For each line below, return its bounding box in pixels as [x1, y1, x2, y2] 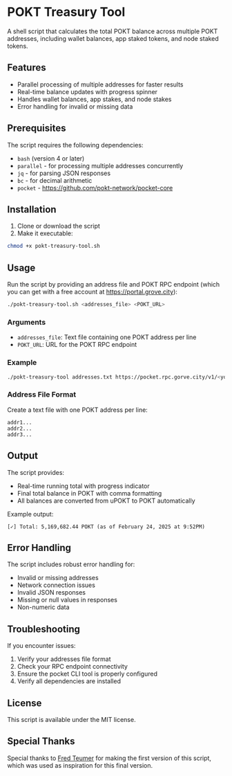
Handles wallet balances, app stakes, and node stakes [17, 95, 172, 103]
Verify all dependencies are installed [17, 677, 121, 685]
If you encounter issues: [7, 642, 76, 650]
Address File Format [7, 390, 77, 399]
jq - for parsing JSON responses [17, 169, 111, 177]
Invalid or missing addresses [17, 574, 99, 582]
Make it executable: [17, 229, 73, 237]
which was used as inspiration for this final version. [7, 761, 153, 769]
